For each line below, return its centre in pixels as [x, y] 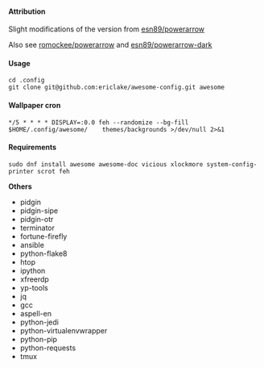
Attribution [27, 11]
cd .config [27, 81]
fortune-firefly [43, 236]
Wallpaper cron [35, 105]
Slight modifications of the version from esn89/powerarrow [107, 29]
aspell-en [36, 313]
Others [20, 186]
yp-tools [34, 287]
